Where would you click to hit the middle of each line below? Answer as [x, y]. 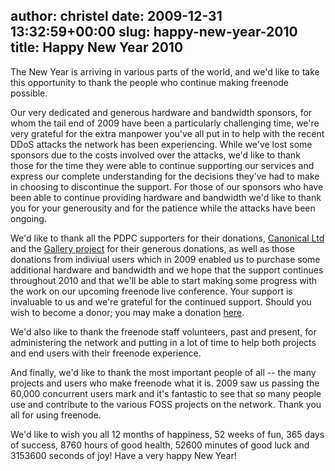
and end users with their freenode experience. [106, 353]
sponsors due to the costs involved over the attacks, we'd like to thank [155, 155]
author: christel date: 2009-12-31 [116, 16]
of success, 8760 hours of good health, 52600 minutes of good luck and [160, 445]
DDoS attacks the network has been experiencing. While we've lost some [161, 144]
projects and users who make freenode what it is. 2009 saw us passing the [165, 383]
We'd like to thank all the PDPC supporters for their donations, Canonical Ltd [167, 238]
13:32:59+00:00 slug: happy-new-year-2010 [154, 32]
